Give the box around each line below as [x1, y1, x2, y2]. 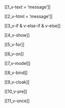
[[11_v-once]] [4, 98, 30, 104]
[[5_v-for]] [4, 42, 25, 47]
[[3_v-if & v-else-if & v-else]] [4, 23, 61, 29]
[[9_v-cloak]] [4, 79, 30, 85]
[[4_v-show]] [4, 32, 30, 38]
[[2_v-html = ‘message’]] [4, 14, 53, 19]
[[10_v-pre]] [4, 89, 27, 94]
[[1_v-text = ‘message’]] [4, 4, 51, 10]
